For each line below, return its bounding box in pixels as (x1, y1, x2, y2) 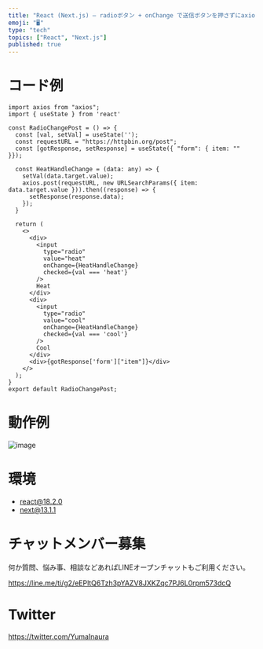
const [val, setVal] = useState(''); (15, 131, 139, 139)
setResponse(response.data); (28, 193, 125, 201)
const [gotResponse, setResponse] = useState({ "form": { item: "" (15, 145, 241, 153)
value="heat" (42, 255, 86, 263)
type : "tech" (8, 26, 51, 34)
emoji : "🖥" (8, 19, 45, 27)
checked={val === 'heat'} (42, 269, 128, 277)
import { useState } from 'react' (8, 111, 122, 119)
